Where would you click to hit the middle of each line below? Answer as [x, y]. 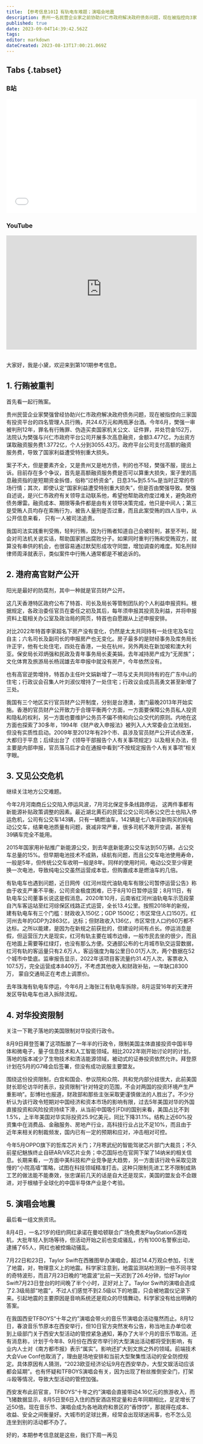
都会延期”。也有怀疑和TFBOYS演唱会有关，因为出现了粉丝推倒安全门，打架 [100, 1371]
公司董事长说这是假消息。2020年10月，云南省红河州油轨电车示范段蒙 [108, 898]
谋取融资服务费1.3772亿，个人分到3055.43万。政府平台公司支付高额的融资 [99, 445]
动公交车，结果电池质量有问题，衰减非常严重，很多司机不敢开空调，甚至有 [99, 827]
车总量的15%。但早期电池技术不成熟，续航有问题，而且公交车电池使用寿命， [101, 855]
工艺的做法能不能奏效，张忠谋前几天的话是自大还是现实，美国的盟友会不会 [99, 1175]
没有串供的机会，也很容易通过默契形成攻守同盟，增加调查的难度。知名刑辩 [104, 546]
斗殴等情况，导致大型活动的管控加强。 [54, 1379]
